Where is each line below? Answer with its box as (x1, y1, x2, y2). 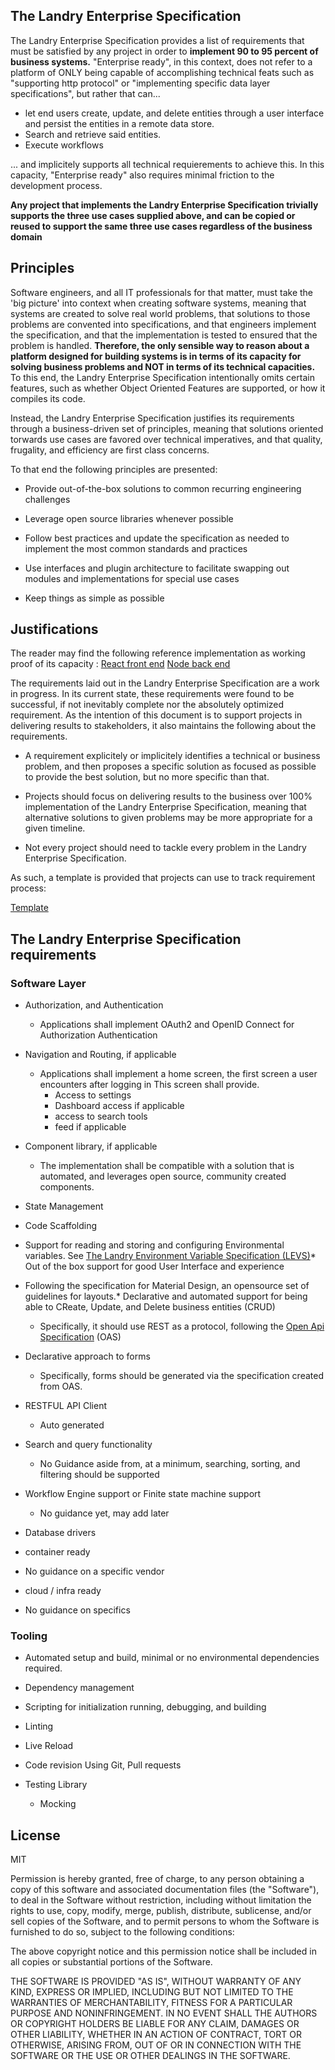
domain (10, 230, 43, 243)
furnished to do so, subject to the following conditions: (10, 1926, 235, 1938)
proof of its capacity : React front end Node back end (10, 658, 231, 670)
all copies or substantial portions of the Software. (10, 1956, 213, 1968)
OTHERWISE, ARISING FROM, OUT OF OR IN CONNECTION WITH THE (10, 2039, 302, 2051)
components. (39, 1181, 95, 1193)
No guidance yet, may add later (39, 1507, 170, 1519)
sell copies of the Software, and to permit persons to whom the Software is (10, 1915, 320, 1928)
